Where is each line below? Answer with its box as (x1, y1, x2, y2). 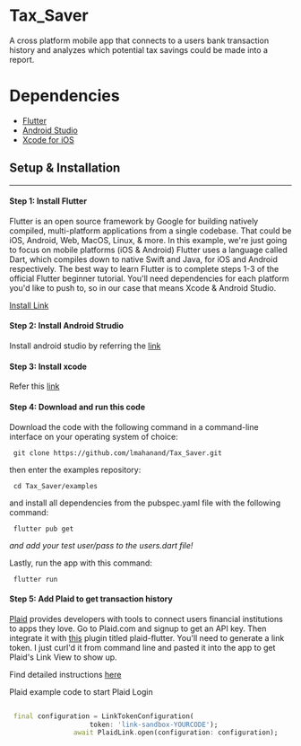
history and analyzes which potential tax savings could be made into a (9, 44, 269, 55)
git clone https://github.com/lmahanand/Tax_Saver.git (13, 448, 222, 458)
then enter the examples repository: (9, 464, 142, 475)
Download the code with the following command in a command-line (9, 421, 259, 432)
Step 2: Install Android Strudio (9, 320, 124, 331)
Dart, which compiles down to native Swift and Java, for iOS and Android (9, 253, 278, 265)
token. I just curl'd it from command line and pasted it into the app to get (9, 642, 276, 653)
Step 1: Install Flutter (9, 196, 88, 206)
